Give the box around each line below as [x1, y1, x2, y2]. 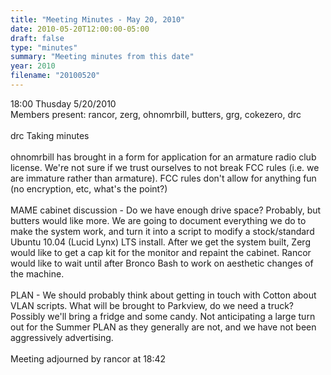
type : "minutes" [10, 42, 78, 53]
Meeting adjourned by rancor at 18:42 [10, 352, 167, 365]
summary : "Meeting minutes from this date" [10, 52, 195, 62]
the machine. [10, 267, 65, 280]
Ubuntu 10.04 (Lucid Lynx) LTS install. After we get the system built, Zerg [10, 236, 311, 248]
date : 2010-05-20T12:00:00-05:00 [10, 24, 150, 34]
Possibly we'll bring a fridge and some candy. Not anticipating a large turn [10, 310, 316, 322]
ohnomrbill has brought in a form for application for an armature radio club [10, 151, 317, 163]
